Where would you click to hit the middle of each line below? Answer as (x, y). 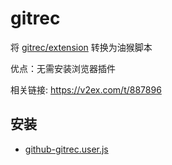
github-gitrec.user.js (66, 149)
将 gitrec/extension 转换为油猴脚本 (81, 47)
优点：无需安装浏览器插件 (63, 68)
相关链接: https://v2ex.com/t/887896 (86, 89)
